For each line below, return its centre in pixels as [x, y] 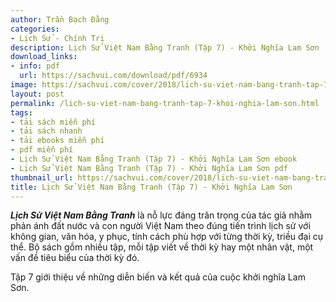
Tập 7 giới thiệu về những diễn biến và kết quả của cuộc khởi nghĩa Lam [158, 277]
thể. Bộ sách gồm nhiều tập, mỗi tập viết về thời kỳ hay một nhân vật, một [162, 247]
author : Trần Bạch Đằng [60, 19]
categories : [35, 29]
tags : [21, 112]
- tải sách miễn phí [53, 122]
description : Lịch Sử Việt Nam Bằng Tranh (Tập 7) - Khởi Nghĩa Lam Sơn [165, 47]
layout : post [37, 94]
